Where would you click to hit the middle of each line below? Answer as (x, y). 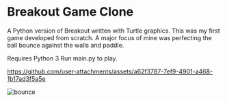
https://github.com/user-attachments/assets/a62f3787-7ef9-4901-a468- (110, 71)
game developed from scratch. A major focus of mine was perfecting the (109, 37)
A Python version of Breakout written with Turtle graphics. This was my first (113, 31)
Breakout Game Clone (70, 12)
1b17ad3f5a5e (26, 78)
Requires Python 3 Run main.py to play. (62, 58)
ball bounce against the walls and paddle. (66, 45)
